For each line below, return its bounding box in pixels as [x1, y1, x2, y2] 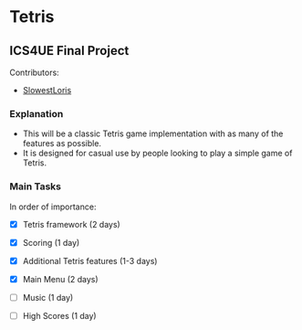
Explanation [9, 107, 64, 120]
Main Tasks [9, 180, 62, 193]
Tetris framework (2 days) [22, 218, 120, 229]
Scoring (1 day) [22, 237, 80, 248]
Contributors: [9, 67, 59, 78]
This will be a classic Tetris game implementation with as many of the [22, 128, 284, 139]
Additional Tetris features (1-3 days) [22, 255, 158, 266]
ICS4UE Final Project [9, 43, 130, 59]
